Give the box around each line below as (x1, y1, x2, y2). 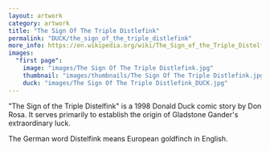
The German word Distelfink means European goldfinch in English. (8, 133, 228, 143)
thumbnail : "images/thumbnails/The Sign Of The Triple (22, 71, 211, 80)
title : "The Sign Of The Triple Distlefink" (8, 27, 160, 35)
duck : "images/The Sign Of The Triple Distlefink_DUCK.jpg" (22, 79, 228, 87)
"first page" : (15, 57, 63, 65)
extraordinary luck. (8, 118, 71, 128)
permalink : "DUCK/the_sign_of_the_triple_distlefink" (8, 34, 193, 43)
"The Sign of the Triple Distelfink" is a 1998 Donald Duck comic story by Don (8, 101, 262, 111)
